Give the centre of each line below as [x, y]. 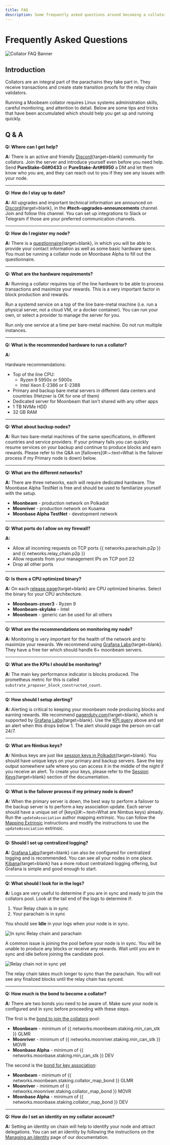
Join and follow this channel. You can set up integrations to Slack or [76, 213]
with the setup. [21, 493]
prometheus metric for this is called [42, 679]
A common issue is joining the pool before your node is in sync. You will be [83, 943]
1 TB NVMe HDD [30, 407]
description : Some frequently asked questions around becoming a [75, 15]
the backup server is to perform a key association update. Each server [78, 807]
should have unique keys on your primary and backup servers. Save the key [84, 761]
